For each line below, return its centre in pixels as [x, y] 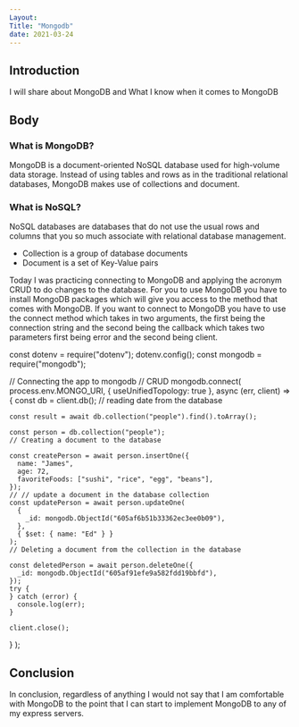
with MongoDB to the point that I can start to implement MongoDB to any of [148, 704]
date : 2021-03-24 [42, 34]
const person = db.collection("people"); [87, 433]
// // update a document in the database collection [109, 495]
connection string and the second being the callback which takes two [137, 328]
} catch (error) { [43, 597]
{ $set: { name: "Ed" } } [66, 534]
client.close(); [39, 628]
